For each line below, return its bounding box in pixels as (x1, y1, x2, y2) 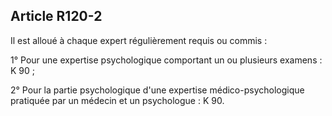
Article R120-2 (10, 8, 103, 25)
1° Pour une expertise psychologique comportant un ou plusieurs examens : (10, 54, 323, 66)
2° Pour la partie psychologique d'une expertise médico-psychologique (10, 84, 305, 96)
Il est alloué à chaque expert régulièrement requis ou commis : (10, 34, 268, 46)
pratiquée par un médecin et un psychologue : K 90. (10, 94, 225, 106)
